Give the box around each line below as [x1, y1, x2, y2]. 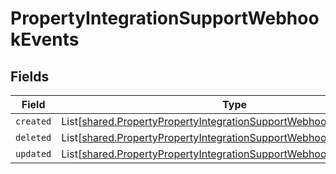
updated [15, 148, 52, 159]
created [15, 116, 52, 127]
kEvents [10, 28, 80, 51]
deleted [15, 132, 52, 143]
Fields [10, 68, 50, 85]
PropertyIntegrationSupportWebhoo [10, 7, 320, 30]
